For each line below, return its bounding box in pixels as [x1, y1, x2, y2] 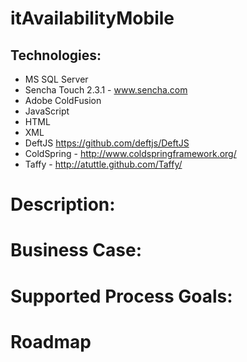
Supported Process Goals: [10, 285, 233, 307]
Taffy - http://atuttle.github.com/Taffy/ [24, 158, 183, 170]
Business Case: [10, 239, 143, 262]
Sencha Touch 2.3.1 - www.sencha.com [24, 84, 188, 96]
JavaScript [24, 105, 70, 117]
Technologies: [10, 47, 102, 64]
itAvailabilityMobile [10, 7, 175, 30]
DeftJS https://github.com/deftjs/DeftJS [24, 137, 190, 149]
